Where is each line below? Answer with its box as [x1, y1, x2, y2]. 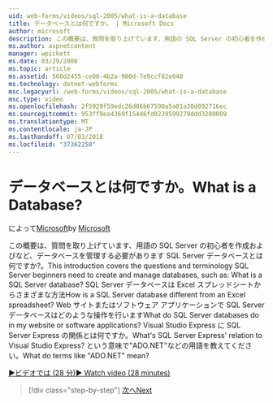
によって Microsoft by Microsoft [8, 223, 111, 233]
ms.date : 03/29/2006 [8, 58, 79, 66]
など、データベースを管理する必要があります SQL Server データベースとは [15, 251, 263, 261]
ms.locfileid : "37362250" [8, 140, 96, 149]
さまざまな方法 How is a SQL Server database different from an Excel [15, 290, 246, 300]
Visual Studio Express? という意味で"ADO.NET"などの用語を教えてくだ [8, 340, 245, 350]
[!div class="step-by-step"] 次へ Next [28, 385, 153, 395]
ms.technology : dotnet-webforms [8, 80, 118, 88]
